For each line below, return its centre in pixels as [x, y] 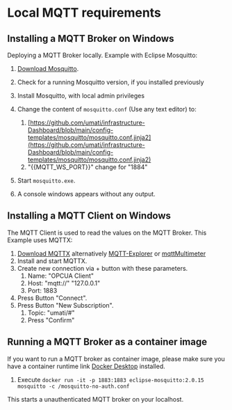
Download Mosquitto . [48, 69]
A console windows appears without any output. [86, 194]
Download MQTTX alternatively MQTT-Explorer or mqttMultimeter [111, 253]
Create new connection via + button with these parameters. [102, 268]
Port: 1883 [42, 290]
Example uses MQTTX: [40, 240]
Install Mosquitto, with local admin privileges [81, 96]
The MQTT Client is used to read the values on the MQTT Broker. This [107, 232]
